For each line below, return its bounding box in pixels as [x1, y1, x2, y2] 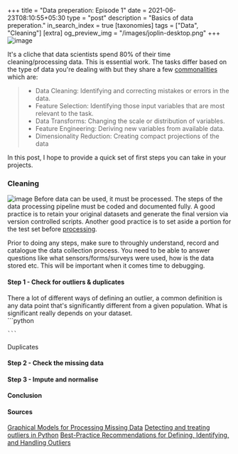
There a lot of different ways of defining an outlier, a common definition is [7, 293, 222, 302]
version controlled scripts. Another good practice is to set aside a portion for [7, 217, 232, 226]
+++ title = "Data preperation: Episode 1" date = [7, 6, 147, 14]
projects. [7, 161, 33, 169]
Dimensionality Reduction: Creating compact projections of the [35, 132, 220, 140]
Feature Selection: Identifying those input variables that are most [35, 102, 225, 110]
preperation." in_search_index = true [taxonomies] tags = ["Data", [7, 21, 199, 29]
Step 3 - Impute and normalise [7, 375, 99, 384]
